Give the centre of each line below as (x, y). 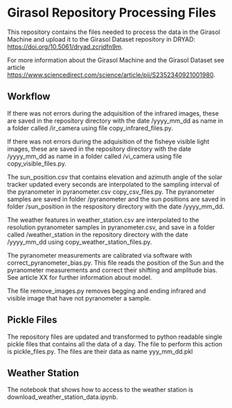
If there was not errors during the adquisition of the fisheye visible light (108, 141)
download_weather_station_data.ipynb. (63, 397)
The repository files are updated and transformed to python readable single (115, 337)
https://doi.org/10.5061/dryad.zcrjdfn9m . (65, 46)
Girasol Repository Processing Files (112, 13)
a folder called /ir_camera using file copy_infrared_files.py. (90, 128)
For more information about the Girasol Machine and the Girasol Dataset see (116, 60)
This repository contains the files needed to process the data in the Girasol (114, 32)
